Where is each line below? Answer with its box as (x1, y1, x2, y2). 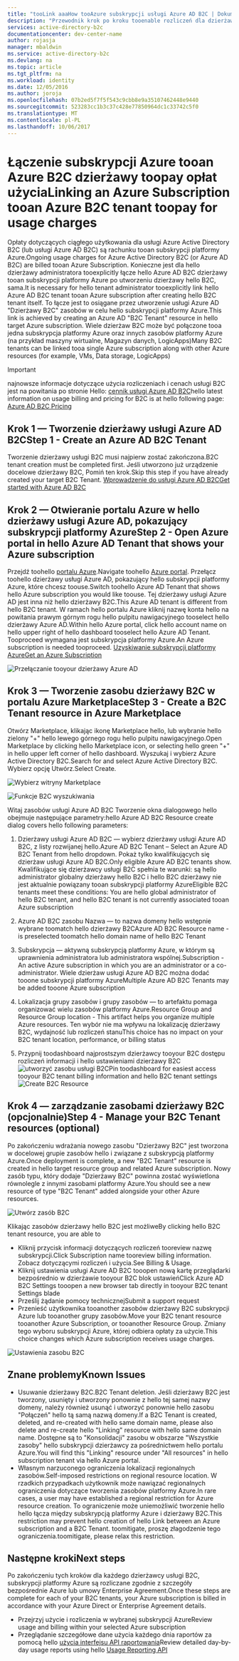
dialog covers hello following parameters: (7, 821, 129, 829)
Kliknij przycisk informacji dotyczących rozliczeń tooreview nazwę (17, 1243, 212, 1252)
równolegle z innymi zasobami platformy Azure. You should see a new (7, 1179, 211, 1187)
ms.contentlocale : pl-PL (7, 116, 81, 123)
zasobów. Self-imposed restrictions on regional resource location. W (17, 1471, 217, 1480)
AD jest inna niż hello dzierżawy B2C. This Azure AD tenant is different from (7, 598, 228, 606)
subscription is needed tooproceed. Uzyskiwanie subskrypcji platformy (7, 643, 216, 652)
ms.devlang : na (7, 57, 53, 64)
